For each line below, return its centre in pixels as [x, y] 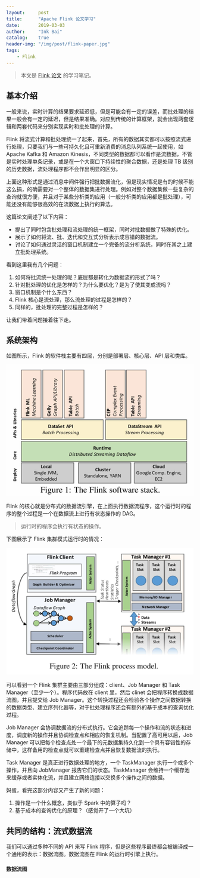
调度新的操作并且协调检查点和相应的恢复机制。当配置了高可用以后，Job [104, 735]
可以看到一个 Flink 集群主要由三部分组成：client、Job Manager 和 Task [93, 685]
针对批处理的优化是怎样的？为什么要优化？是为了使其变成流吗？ [93, 284]
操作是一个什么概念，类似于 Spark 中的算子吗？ [73, 803]
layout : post [28, 13]
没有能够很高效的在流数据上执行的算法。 [66, 204]
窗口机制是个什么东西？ [43, 292]
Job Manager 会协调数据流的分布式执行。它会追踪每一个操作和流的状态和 [96, 727]
